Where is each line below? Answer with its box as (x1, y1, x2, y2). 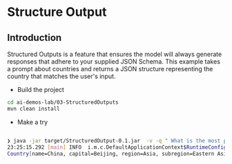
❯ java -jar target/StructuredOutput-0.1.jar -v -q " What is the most (7, 137, 221, 144)
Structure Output (7, 4, 107, 20)
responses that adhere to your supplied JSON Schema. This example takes (7, 57, 221, 66)
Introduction (7, 32, 62, 44)
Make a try (17, 118, 48, 126)
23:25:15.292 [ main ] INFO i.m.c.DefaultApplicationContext (7, 143, 184, 151)
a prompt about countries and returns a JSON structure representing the (7, 65, 213, 73)
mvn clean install (7, 105, 60, 112)
